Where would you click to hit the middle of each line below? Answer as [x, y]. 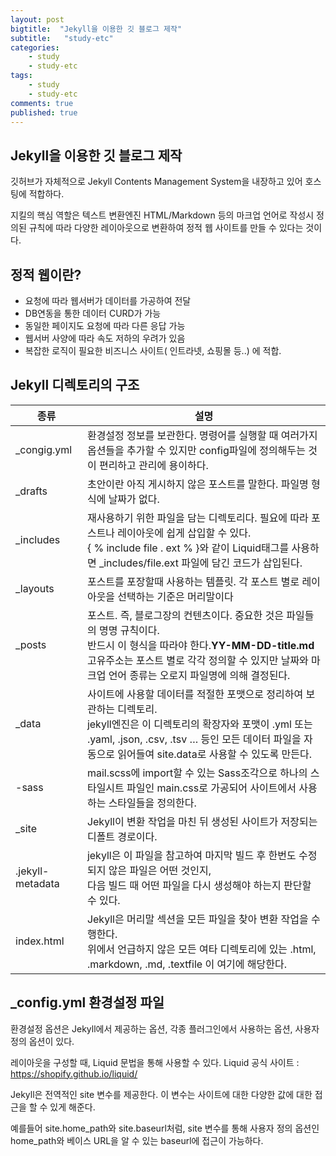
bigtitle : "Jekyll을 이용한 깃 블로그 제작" [96, 29]
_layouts [35, 588]
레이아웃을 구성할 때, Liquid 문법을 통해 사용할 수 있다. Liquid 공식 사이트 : [155, 1062]
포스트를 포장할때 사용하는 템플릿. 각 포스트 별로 [193, 581]
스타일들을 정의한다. [152, 803]
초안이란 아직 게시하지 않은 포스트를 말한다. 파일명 [197, 484]
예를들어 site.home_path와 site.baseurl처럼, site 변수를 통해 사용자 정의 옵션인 [165, 1128]
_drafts [31, 491]
